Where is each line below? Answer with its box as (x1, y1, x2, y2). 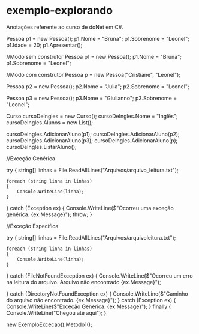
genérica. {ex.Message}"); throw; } (6, 211, 92, 218)
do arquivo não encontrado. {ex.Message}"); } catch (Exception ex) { (6, 296, 176, 303)
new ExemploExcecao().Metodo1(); (6, 321, 92, 328)
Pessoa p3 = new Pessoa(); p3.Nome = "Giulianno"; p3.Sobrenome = (6, 94, 177, 102)
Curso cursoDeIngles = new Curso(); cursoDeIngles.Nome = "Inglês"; (6, 112, 178, 120)
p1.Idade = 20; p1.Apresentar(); (6, 41, 83, 49)
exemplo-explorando (6, 4, 113, 17)
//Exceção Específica (6, 222, 59, 229)
